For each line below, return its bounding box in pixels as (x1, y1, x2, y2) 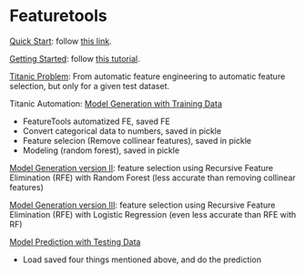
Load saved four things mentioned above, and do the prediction (22, 254, 262, 265)
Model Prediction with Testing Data (9, 236, 141, 247)
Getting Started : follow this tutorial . (9, 53, 140, 64)
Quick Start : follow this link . (9, 36, 112, 46)
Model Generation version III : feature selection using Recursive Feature (9, 199, 276, 210)
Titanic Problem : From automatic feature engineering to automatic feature (9, 70, 286, 82)
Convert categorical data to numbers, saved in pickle (22, 125, 221, 137)
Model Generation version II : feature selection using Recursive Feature (9, 162, 274, 173)
